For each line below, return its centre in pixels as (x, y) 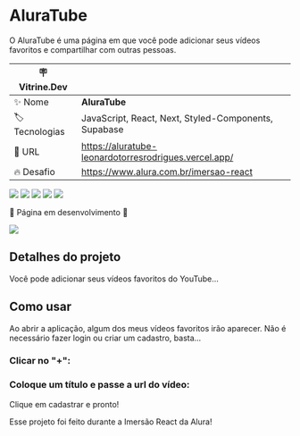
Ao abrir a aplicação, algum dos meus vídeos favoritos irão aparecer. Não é (148, 328)
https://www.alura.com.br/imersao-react (167, 172)
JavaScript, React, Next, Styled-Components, (178, 119)
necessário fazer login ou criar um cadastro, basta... (105, 338)
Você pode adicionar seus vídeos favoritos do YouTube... (114, 279)
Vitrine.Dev (43, 87)
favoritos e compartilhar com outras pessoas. (93, 49)
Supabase (103, 130)
